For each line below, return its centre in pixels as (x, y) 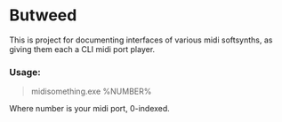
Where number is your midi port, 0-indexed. (90, 109)
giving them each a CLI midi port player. (82, 49)
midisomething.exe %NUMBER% (91, 91)
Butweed (43, 15)
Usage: (25, 72)
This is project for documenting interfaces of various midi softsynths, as (141, 40)
